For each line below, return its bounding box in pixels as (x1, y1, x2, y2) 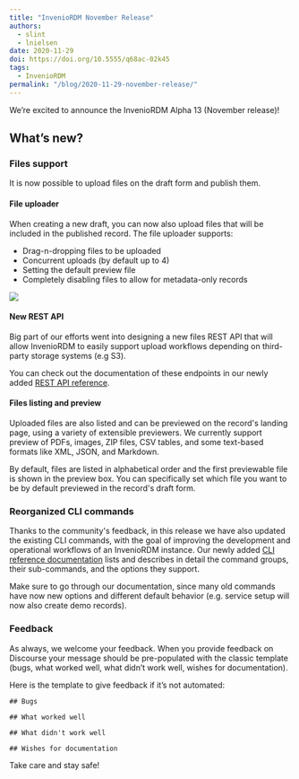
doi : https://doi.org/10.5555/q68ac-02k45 (9, 55, 170, 64)
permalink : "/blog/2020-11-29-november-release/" (9, 80, 199, 89)
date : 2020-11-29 (9, 47, 74, 56)
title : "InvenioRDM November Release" (9, 13, 154, 22)
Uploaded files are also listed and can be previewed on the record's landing (9, 417, 288, 428)
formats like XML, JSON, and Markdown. (9, 446, 159, 457)
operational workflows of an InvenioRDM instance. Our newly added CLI (9, 545, 275, 556)
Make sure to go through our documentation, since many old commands (9, 581, 276, 592)
